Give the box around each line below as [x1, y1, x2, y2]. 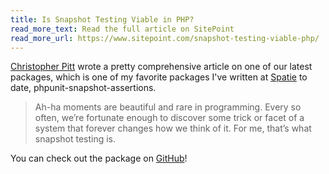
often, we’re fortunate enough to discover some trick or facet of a [34, 112, 305, 124]
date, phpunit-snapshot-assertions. [10, 82, 157, 94]
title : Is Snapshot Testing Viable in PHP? [10, 14, 195, 25]
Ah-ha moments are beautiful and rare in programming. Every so [34, 101, 302, 113]
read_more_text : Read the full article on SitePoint [10, 24, 235, 34]
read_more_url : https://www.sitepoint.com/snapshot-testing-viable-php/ [10, 33, 320, 43]
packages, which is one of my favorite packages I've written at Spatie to [10, 71, 308, 83]
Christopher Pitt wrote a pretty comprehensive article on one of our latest [10, 61, 313, 73]
